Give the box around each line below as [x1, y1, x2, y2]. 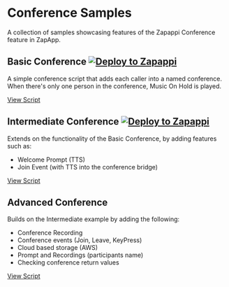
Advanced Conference [7, 196, 108, 208]
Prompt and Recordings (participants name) [17, 251, 144, 260]
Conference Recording [17, 229, 83, 237]
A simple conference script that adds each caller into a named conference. [7, 74, 222, 83]
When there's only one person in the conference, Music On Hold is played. [7, 82, 222, 90]
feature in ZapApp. [7, 35, 61, 43]
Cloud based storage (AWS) [17, 244, 98, 252]
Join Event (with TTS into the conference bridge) [17, 162, 158, 171]
